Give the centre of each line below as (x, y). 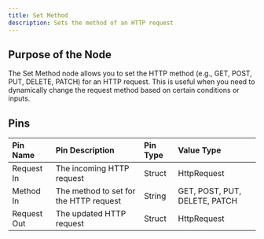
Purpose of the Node (60, 55)
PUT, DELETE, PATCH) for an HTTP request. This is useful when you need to (132, 82)
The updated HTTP (91, 214)
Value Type (200, 150)
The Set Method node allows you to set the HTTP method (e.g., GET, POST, (130, 74)
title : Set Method (38, 15)
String (155, 196)
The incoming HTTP (92, 168)
